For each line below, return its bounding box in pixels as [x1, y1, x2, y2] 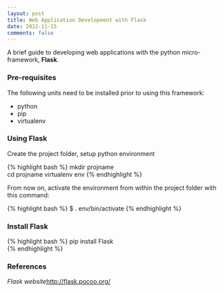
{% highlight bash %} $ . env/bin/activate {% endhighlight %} [7, 204, 182, 213]
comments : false [7, 29, 54, 37]
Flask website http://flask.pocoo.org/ [7, 278, 110, 286]
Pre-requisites [7, 73, 57, 83]
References [7, 262, 47, 271]
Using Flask [7, 134, 48, 144]
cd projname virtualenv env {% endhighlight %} [7, 170, 143, 178]
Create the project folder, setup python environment [7, 149, 155, 157]
